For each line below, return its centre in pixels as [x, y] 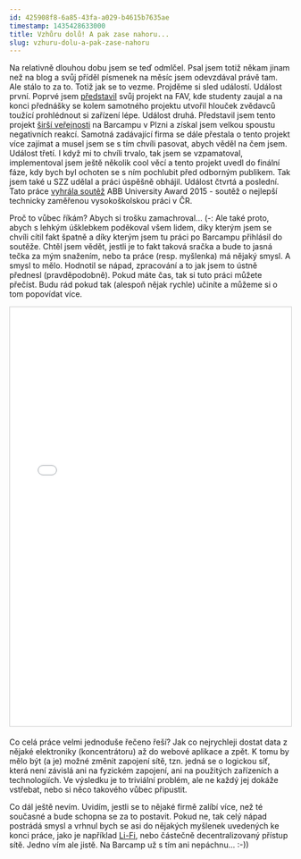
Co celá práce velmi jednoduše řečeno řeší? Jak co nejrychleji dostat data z [148, 742]
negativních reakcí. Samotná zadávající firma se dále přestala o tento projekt [150, 134]
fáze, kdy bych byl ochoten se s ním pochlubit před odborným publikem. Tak [150, 173]
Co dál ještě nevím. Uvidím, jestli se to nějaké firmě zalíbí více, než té [136, 807]
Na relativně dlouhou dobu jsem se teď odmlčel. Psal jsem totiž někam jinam [150, 68]
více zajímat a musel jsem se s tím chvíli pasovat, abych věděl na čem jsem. [148, 144]
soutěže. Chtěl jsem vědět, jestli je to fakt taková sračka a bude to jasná [141, 247]
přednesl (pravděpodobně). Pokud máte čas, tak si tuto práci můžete [136, 275]
